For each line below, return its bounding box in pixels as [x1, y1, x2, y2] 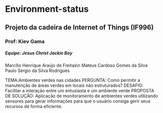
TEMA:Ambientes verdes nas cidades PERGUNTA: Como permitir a [5, 77, 140, 83]
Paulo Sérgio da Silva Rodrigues [5, 68, 70, 74]
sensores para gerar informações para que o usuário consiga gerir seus [5, 98, 151, 104]
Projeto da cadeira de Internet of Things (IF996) [5, 23, 154, 32]
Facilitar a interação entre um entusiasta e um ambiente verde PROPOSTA [5, 88, 155, 94]
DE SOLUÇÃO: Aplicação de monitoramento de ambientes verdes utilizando [5, 93, 158, 99]
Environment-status [5, 3, 89, 15]
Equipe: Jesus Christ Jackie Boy [5, 50, 73, 56]
